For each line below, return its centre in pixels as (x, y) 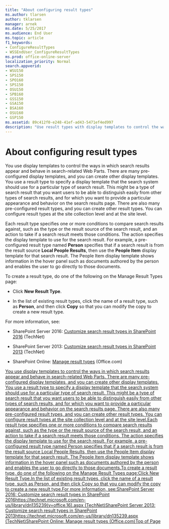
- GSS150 (14, 99)
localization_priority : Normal (38, 61)
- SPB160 (14, 94)
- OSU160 (14, 113)
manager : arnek (21, 24)
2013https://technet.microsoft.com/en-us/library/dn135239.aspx (72, 516)
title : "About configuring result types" (49, 10)
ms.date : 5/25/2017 (26, 29)
